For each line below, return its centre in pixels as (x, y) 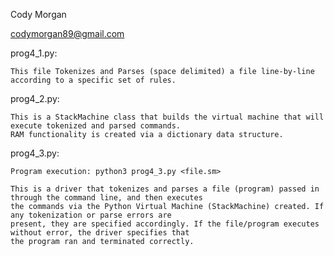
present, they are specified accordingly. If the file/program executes (165, 224)
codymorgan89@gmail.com (67, 33)
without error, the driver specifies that (100, 233)
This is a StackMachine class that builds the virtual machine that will (167, 117)
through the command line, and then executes (106, 198)
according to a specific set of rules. (93, 80)
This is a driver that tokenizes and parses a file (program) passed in (165, 189)
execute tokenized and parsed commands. (96, 126)
